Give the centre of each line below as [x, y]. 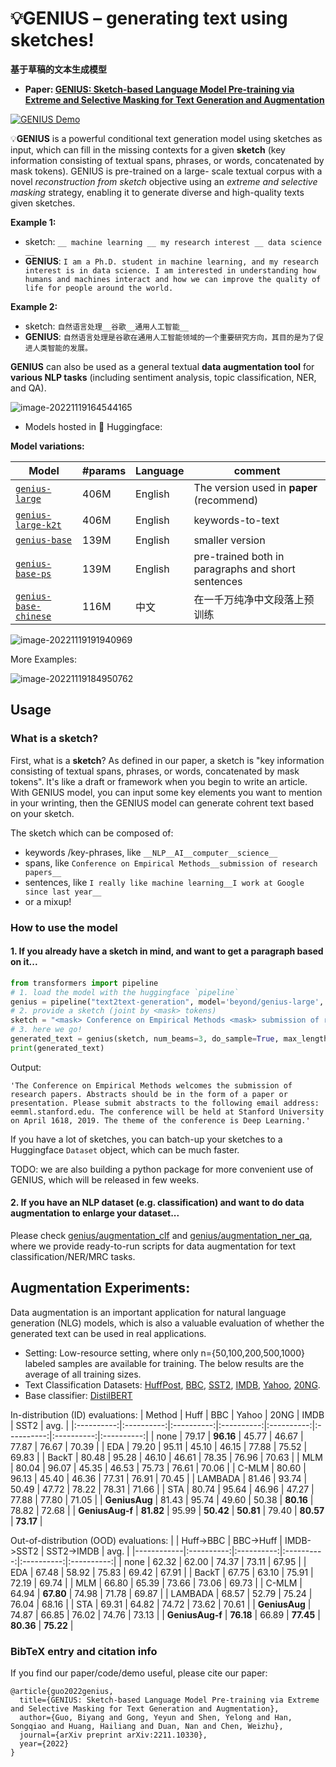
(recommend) [226, 500]
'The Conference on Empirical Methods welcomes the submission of [151, 1085]
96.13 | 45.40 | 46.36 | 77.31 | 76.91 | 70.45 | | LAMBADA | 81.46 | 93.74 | [159, 1478]
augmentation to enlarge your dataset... [95, 1213]
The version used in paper [255, 487]
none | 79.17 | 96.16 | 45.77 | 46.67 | [230, 1436]
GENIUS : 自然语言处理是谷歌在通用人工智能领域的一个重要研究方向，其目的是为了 [170, 336]
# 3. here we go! [46, 1030]
